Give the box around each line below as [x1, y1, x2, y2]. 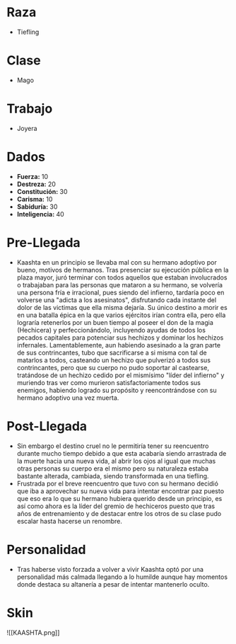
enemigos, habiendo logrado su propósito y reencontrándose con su [16, 386, 217, 394]
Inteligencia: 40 [16, 209, 64, 218]
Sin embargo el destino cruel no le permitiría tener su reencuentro [16, 442, 209, 450]
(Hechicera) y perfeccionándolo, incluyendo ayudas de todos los [16, 326, 206, 334]
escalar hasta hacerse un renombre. [16, 517, 123, 525]
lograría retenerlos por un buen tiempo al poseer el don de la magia [16, 318, 213, 326]
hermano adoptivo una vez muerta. [16, 393, 119, 402]
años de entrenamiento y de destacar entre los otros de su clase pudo [16, 509, 222, 517]
